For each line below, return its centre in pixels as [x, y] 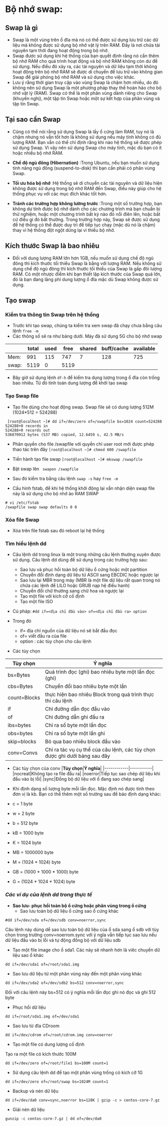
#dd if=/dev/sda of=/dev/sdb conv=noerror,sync [56, 920]
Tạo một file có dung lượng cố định [48, 1044]
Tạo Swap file [22, 396]
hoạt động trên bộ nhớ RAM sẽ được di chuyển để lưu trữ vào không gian [87, 72]
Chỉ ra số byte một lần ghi [75, 734]
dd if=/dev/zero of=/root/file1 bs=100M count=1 [57, 1063]
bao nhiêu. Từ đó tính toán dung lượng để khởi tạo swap [70, 383]
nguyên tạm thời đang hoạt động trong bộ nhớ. [60, 50]
